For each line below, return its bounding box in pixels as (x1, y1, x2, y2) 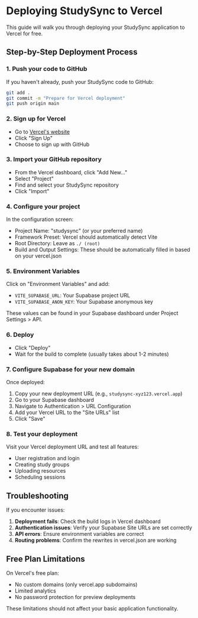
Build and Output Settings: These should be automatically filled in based (14, 246, 190, 253)
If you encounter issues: (6, 506, 65, 513)
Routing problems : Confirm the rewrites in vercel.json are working (14, 536, 177, 544)
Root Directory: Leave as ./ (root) (14, 240, 100, 247)
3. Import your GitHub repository (6, 155, 102, 164)
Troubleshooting (6, 490, 69, 500)
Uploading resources (14, 467, 66, 474)
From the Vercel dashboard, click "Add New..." (14, 168, 128, 175)
